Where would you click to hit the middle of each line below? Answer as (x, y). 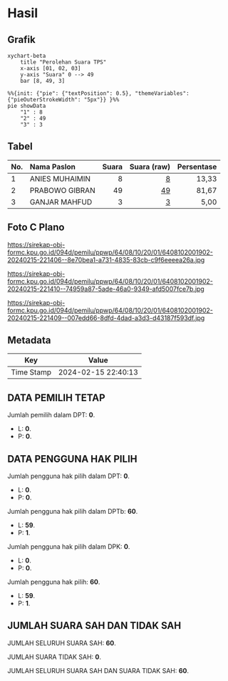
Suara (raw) (150, 166)
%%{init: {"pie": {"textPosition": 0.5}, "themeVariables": (99, 94)
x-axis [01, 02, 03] (51, 69)
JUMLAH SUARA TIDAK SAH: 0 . (55, 657)
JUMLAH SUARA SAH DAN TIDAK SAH (94, 626)
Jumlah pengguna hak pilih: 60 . (54, 582)
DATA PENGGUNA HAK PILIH (72, 459)
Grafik (21, 40)
